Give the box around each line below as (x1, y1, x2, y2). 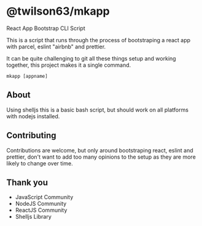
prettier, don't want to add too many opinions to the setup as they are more (6, 153, 196, 160)
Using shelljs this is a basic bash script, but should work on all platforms (6, 106, 189, 113)
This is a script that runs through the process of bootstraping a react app (6, 36, 191, 43)
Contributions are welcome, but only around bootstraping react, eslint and (6, 146, 193, 154)
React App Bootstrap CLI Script (6, 24, 85, 32)
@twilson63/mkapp (6, 4, 111, 18)
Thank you (6, 177, 48, 187)
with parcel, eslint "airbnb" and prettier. (6, 43, 106, 50)
